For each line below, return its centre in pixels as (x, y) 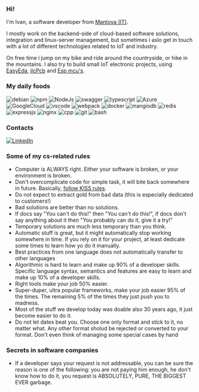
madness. (27, 303)
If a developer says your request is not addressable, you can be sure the (104, 363)
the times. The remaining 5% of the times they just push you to (92, 297)
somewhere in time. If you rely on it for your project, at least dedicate (100, 239)
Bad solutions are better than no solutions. (67, 207)
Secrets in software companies (52, 351)
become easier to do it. (43, 316)
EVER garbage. (33, 382)
